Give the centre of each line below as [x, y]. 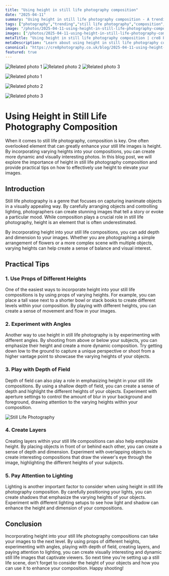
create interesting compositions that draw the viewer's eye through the [79, 457]
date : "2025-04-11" [26, 15]
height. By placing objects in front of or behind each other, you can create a [83, 446]
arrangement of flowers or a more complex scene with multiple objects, [79, 243]
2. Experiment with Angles [38, 324]
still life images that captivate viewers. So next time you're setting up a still [82, 557]
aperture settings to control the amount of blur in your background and [78, 396]
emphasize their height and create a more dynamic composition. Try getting [84, 345]
